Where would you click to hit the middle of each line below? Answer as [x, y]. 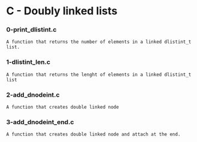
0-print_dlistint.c [31, 30]
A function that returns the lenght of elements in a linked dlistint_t [99, 75]
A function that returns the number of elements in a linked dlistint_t [99, 42]
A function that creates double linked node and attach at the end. [93, 135]
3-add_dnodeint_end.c [40, 122]
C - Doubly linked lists [62, 11]
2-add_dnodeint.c [33, 95]
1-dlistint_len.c [28, 62]
